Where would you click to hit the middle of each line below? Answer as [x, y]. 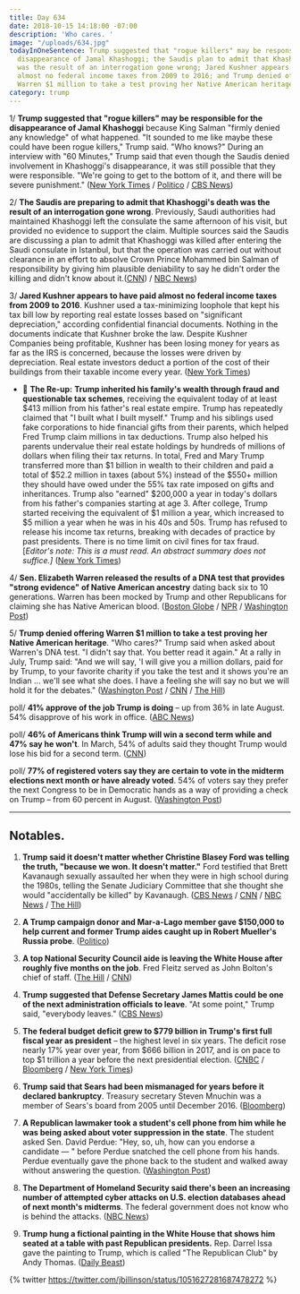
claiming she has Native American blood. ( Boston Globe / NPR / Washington [149, 606]
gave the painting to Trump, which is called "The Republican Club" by [150, 1253]
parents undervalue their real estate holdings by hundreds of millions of [154, 446]
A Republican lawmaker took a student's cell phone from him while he [154, 1123]
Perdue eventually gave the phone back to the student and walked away [155, 1161]
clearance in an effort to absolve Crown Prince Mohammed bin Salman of [144, 259]
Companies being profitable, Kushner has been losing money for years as [144, 343]
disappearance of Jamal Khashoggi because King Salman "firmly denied [145, 127]
